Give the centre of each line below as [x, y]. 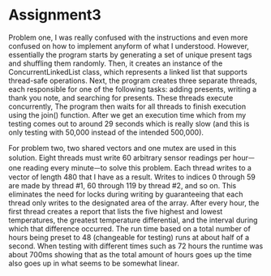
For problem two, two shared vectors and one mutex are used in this [123, 148]
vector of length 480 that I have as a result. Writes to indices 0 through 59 [132, 177]
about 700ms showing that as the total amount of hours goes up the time [130, 254]
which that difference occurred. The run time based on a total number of [130, 228]
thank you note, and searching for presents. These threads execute [121, 97]
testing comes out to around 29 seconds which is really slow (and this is [129, 123]
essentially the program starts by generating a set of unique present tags [130, 54]
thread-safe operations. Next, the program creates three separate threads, [133, 80]
